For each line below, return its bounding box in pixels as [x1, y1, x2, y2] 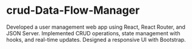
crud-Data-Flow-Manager [6, 4, 140, 17]
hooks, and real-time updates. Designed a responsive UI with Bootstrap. [6, 36, 186, 43]
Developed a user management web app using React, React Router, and [6, 23, 186, 30]
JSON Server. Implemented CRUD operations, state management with [6, 29, 180, 36]
